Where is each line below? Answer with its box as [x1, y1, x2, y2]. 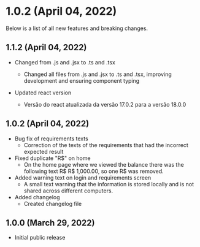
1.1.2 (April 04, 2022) [6, 42, 87, 53]
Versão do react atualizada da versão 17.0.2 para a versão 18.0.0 [23, 101, 187, 108]
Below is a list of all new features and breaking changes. [6, 25, 148, 32]
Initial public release [14, 234, 66, 241]
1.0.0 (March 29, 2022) [6, 218, 95, 228]
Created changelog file [23, 200, 82, 207]
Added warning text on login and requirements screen [14, 173, 152, 181]
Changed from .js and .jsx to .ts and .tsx [14, 58, 116, 66]
